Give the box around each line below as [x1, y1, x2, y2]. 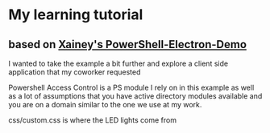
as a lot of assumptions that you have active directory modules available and [8, 91, 263, 101]
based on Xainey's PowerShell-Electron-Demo [8, 38, 247, 51]
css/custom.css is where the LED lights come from [8, 115, 177, 125]
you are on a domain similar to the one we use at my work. [8, 100, 202, 109]
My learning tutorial [8, 6, 143, 24]
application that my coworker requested [8, 67, 141, 77]
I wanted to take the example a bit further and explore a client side [8, 58, 228, 68]
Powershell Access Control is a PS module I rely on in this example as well [8, 83, 255, 92]
